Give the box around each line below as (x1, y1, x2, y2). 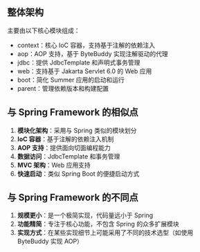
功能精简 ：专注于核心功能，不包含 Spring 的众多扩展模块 (17, 220, 179, 228)
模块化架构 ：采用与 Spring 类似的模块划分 (17, 126, 137, 134)
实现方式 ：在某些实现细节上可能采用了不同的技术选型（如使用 (17, 228, 194, 237)
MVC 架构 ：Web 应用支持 (17, 161, 91, 169)
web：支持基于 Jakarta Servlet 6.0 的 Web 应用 (17, 66, 152, 75)
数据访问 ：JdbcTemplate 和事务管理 (17, 152, 120, 161)
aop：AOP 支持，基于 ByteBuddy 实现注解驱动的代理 (17, 49, 168, 57)
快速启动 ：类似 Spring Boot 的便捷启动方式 (17, 169, 140, 178)
